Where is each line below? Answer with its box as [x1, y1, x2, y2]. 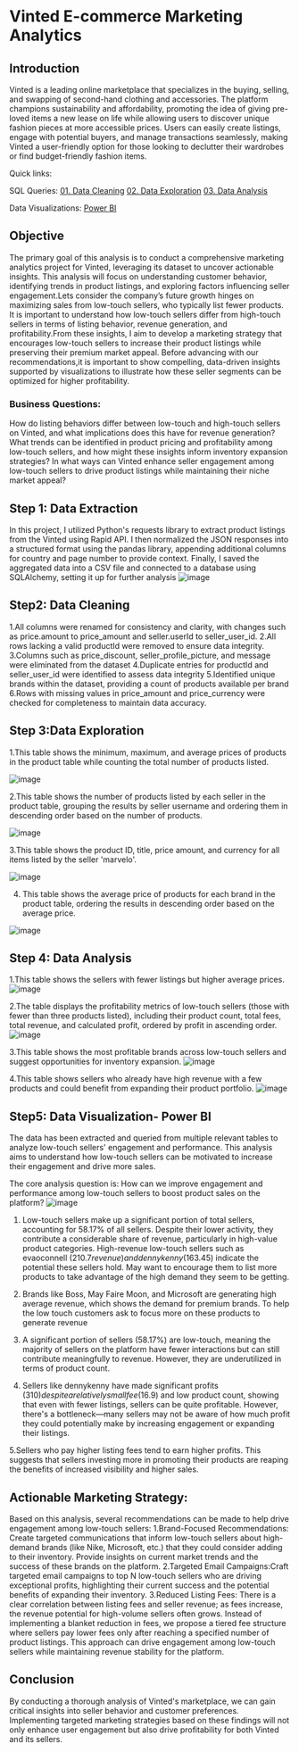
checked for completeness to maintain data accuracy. [9, 697, 207, 708]
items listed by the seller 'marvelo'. [9, 854, 137, 865]
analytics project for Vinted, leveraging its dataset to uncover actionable [9, 262, 274, 272]
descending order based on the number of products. [9, 810, 203, 820]
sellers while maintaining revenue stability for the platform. [9, 1646, 225, 1657]
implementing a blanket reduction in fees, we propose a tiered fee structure [9, 1617, 287, 1628]
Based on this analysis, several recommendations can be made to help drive [9, 1513, 290, 1524]
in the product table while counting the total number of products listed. [9, 756, 270, 767]
